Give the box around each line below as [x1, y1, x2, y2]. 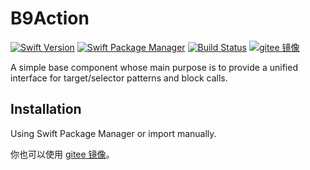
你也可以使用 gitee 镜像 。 [10, 148, 115, 160]
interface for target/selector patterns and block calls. [10, 72, 228, 84]
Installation [10, 101, 82, 118]
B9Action [10, 7, 90, 30]
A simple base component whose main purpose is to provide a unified [10, 61, 298, 73]
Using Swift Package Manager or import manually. [10, 127, 217, 139]
